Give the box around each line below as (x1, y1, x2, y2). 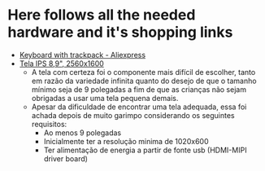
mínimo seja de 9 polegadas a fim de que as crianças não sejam (31, 84, 247, 94)
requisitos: (31, 119, 67, 129)
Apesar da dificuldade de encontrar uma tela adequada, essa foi (31, 102, 247, 112)
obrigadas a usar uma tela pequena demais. (31, 93, 179, 103)
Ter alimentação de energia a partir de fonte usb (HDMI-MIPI (43, 145, 247, 155)
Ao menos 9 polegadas (43, 128, 122, 138)
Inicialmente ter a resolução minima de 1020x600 (43, 136, 209, 146)
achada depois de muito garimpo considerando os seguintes (31, 110, 235, 120)
